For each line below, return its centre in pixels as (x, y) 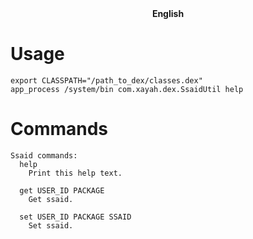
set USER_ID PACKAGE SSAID (75, 217)
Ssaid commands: (44, 155)
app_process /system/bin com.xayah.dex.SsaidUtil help (127, 89)
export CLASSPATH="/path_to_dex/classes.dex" (106, 80)
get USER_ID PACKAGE (62, 190)
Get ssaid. (51, 199)
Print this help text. (75, 173)
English (168, 13)
